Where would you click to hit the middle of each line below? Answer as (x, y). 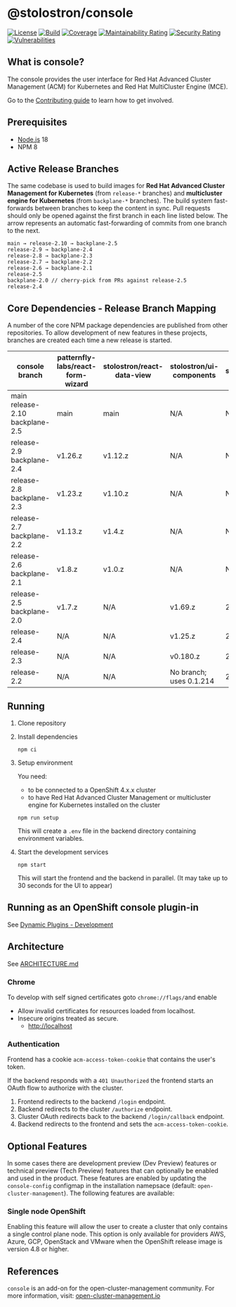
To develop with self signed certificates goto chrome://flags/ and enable (112, 997)
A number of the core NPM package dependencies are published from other (118, 325)
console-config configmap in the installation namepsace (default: (102, 1186)
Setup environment (45, 763)
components (194, 375)
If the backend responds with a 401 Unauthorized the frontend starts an (110, 1081)
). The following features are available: (119, 1193)
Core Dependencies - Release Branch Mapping (112, 308)
